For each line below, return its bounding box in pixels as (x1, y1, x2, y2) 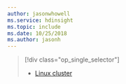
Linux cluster (34, 69, 72, 78)
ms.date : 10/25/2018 (7, 29, 68, 37)
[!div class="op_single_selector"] (24, 55, 120, 64)
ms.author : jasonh (7, 36, 61, 43)
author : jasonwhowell (7, 10, 71, 17)
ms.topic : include (7, 23, 61, 30)
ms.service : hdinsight (7, 17, 73, 24)
